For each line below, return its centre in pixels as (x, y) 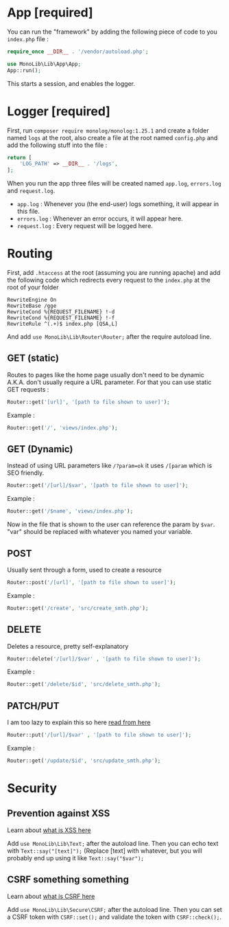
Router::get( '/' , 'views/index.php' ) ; (62, 427)
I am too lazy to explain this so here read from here (79, 722)
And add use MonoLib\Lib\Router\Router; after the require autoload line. (109, 337)
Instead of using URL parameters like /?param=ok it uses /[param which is (110, 466)
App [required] (50, 13)
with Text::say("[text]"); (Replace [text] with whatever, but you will (105, 851)
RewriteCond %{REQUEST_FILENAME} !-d (61, 312)
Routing (30, 254)
